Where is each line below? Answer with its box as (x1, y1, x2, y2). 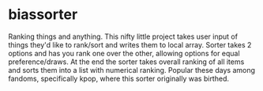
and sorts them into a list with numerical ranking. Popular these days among (8, 65, 255, 74)
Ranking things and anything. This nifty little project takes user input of (8, 32, 239, 41)
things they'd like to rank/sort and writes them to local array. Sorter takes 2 (8, 40, 252, 49)
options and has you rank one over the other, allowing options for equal (8, 48, 240, 58)
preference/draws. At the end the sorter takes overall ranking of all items (8, 57, 245, 66)
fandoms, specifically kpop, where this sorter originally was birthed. (8, 74, 229, 83)
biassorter (8, 6, 78, 24)
